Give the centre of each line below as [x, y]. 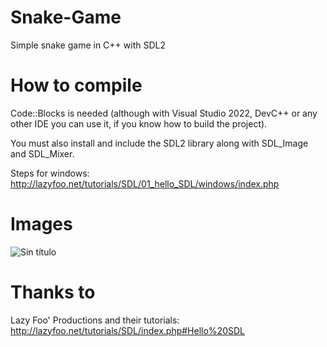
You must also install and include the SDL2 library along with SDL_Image [159, 143]
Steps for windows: [50, 173]
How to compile [76, 85]
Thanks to [53, 292]
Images [41, 224]
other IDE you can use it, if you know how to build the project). [139, 123]
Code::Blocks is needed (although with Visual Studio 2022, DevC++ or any [164, 113]
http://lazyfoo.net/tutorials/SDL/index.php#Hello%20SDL [127, 330]
